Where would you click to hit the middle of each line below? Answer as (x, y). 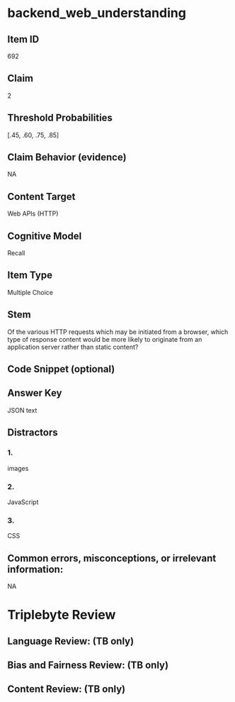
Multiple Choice (30, 292)
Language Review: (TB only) (71, 641)
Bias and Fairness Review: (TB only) (88, 665)
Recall (16, 253)
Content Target (41, 196)
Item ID (23, 39)
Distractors (33, 433)
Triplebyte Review (62, 615)
